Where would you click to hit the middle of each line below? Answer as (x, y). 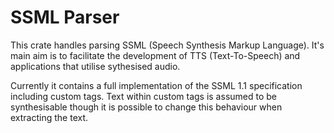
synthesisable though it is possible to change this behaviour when (146, 107)
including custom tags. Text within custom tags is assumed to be (143, 96)
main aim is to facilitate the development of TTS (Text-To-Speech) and (155, 55)
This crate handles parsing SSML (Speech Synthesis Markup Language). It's (167, 45)
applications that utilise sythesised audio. (95, 66)
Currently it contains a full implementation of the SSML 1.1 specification (156, 85)
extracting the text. (49, 117)
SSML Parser (65, 17)
